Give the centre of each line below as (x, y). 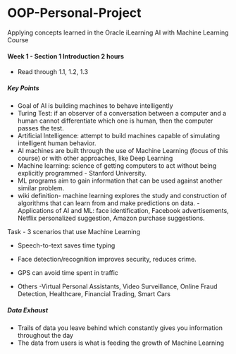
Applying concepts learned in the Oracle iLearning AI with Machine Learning (118, 32)
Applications (36, 211)
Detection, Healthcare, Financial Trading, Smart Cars (94, 294)
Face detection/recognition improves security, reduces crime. (107, 260)
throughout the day (45, 336)
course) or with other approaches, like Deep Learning (95, 158)
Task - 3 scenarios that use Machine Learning (74, 232)
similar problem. (41, 188)
